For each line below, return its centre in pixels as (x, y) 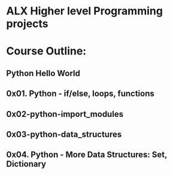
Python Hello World (43, 73)
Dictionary (26, 164)
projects (28, 24)
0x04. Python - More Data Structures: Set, (87, 155)
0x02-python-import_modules (65, 114)
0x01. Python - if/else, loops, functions (80, 94)
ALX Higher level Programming (85, 11)
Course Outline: (46, 51)
